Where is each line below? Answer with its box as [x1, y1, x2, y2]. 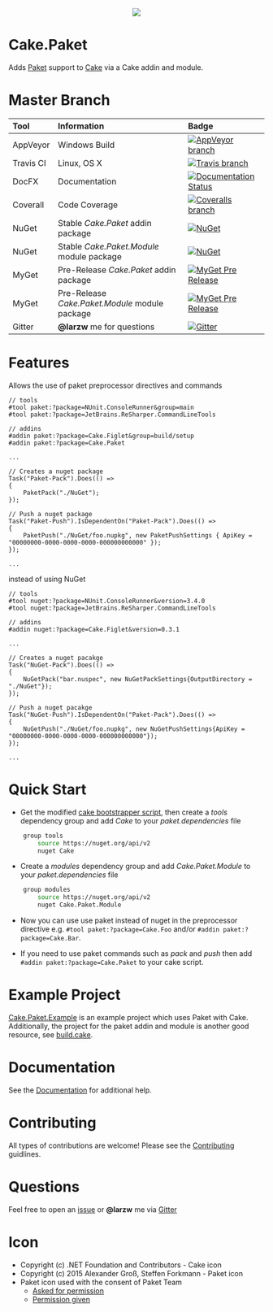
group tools [23, 832, 63, 840]
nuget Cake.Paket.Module [37, 901, 122, 910]
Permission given [32, 1294, 91, 1304]
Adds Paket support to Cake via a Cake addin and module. [8, 62, 204, 72]
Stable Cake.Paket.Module [58, 241, 160, 252]
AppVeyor [12, 139, 50, 150]
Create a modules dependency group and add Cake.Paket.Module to [19, 862, 251, 871]
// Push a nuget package [8, 510, 93, 518]
